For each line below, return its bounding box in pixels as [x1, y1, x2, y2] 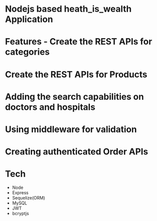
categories [5, 46, 50, 58]
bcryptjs [12, 211, 29, 217]
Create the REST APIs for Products [5, 69, 148, 80]
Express [12, 190, 29, 196]
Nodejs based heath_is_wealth [5, 3, 132, 15]
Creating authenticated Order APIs [5, 146, 148, 157]
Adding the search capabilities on [5, 91, 144, 102]
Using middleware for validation [5, 123, 137, 135]
